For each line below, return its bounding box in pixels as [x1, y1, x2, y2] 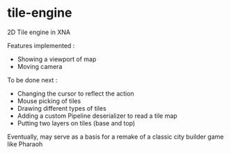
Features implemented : [7, 41, 75, 49]
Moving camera [17, 62, 63, 70]
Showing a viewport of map [17, 54, 97, 63]
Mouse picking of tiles [17, 96, 81, 105]
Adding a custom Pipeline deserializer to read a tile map [17, 111, 177, 120]
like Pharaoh [7, 139, 43, 148]
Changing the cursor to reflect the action [17, 89, 134, 98]
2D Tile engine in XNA [7, 28, 71, 36]
